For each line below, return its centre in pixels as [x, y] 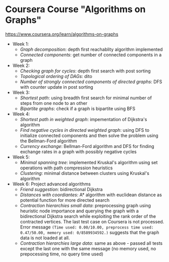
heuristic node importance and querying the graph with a [79, 211]
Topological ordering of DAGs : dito [56, 76]
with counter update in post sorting [57, 87]
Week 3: [21, 92]
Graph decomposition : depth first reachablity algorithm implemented [91, 49]
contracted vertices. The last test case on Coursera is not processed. [92, 221]
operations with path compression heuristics [66, 168]
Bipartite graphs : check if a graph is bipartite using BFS [78, 108]
